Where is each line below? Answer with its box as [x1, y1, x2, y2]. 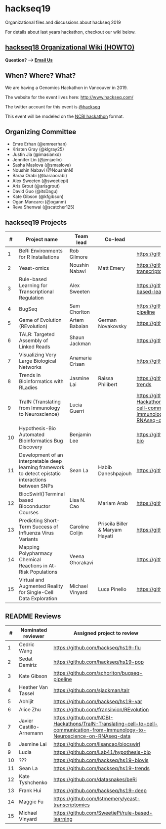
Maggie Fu [19, 798, 43, 805]
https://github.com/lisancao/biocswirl [53, 741, 141, 748]
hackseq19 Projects [5, 218, 67, 227]
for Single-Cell [19, 589, 53, 596]
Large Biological [19, 357, 57, 364]
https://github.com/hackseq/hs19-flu [53, 644, 141, 651]
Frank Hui [19, 787, 41, 794]
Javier [19, 717, 34, 724]
